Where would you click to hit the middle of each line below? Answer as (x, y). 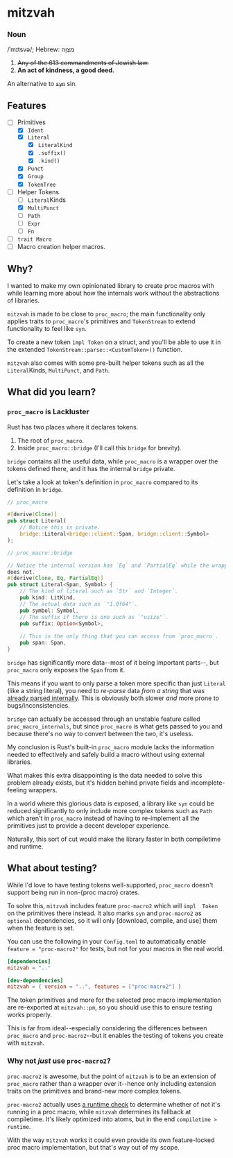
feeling (17, 790)
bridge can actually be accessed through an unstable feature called (104, 719)
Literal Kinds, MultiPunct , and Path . (59, 370)
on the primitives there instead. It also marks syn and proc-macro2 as (105, 913)
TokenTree (42, 185)
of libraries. (24, 300)
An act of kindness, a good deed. (66, 70)
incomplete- (208, 783)
